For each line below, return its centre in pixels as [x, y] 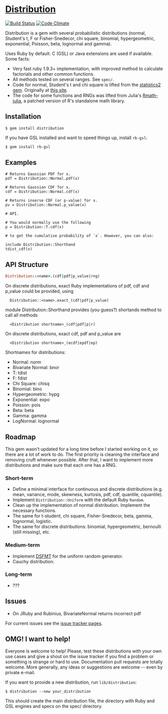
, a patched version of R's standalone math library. [73, 101]
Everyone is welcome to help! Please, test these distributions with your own [83, 651]
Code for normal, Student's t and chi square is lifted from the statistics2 [87, 85]
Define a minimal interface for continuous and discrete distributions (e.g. [88, 489]
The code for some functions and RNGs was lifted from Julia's [77, 95]
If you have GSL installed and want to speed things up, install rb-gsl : [76, 138]
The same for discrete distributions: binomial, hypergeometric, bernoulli [87, 527]
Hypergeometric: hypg [36, 394]
